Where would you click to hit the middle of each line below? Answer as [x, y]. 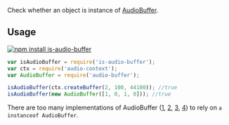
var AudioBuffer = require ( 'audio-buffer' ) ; [73, 75]
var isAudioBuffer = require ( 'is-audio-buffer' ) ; [81, 62]
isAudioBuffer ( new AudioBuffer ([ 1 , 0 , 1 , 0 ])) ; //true [89, 94]
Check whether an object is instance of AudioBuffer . [83, 10]
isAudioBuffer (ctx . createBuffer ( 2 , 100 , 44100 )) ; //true [92, 88]
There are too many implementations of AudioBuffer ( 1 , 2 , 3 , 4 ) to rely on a [115, 107]
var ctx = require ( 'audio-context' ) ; [63, 68]
